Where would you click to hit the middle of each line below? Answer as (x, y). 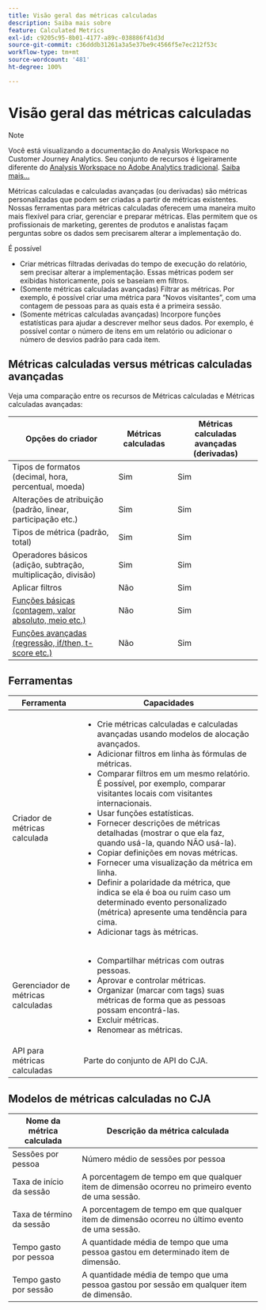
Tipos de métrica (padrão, (61, 532)
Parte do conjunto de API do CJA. (146, 1061)
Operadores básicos (50, 555)
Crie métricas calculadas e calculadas (168, 724)
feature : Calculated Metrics (56, 30)
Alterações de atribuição (58, 499)
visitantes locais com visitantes (155, 794)
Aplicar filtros (37, 587)
